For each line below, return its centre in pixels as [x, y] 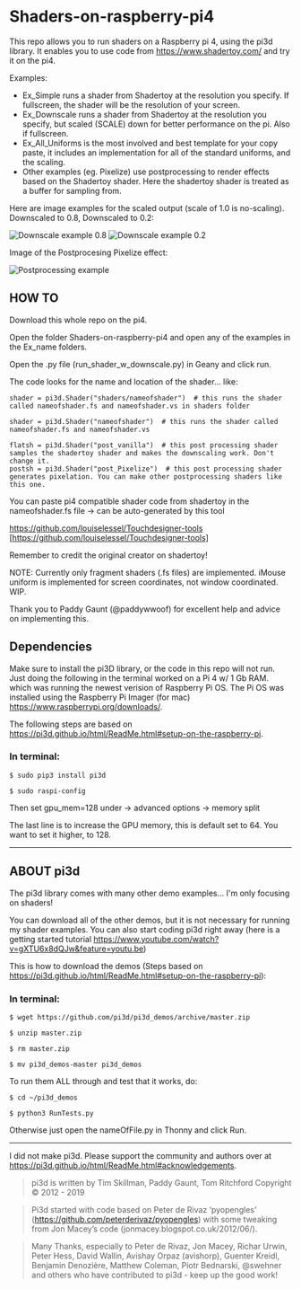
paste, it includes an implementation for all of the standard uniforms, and [156, 152]
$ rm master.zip [39, 1048]
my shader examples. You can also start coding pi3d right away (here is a [145, 929]
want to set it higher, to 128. [60, 834]
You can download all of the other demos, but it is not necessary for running [150, 920]
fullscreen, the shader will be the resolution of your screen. [131, 104]
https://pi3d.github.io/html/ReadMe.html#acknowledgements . [123, 1165]
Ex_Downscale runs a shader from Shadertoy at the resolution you [144, 114]
